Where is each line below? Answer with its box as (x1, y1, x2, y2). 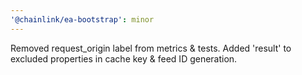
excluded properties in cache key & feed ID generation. (10, 52, 238, 65)
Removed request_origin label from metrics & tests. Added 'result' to (10, 42, 292, 54)
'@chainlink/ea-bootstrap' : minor (10, 14, 155, 25)
